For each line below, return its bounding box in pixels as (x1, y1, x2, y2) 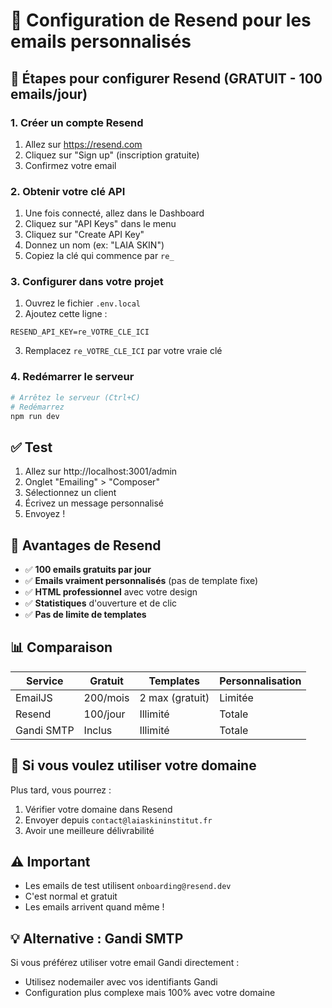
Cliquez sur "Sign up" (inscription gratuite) (24, 149, 200, 161)
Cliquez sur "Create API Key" (24, 229, 145, 241)
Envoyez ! (24, 508, 66, 520)
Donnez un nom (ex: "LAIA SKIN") (24, 239, 165, 251)
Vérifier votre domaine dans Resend (24, 803, 173, 815)
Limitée (219, 690, 254, 704)
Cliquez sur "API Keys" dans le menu (24, 218, 177, 230)
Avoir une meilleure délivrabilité (24, 824, 155, 836)
